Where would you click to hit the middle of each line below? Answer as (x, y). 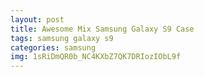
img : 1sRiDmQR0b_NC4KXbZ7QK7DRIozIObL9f (96, 57)
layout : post (37, 19)
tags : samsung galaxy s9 (62, 38)
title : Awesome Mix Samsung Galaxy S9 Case (102, 29)
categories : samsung (53, 47)
